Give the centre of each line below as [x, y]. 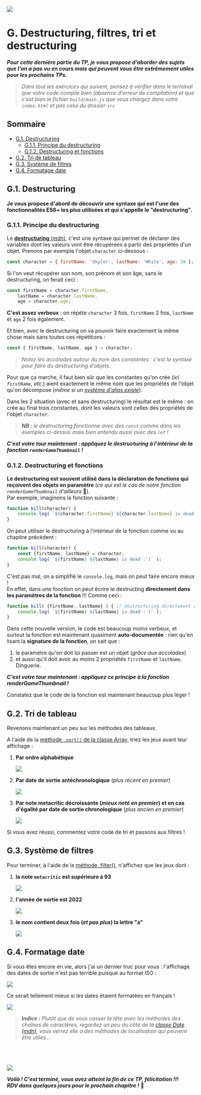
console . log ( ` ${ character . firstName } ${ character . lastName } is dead [106, 514]
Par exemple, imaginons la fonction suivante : [63, 497]
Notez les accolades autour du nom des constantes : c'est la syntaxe [107, 360]
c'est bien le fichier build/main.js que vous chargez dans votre [100, 99]
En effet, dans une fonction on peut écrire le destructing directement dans [99, 589]
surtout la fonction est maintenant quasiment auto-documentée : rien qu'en [100, 635]
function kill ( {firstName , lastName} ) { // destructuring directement [99, 606]
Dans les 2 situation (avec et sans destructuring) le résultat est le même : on [100, 401]
